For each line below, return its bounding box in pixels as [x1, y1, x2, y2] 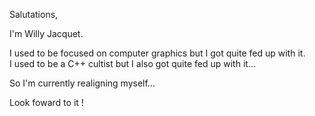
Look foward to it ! [9, 97, 84, 108]
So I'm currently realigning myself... [9, 77, 156, 89]
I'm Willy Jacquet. [9, 28, 84, 39]
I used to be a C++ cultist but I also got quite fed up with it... [9, 58, 256, 69]
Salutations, [9, 9, 59, 20]
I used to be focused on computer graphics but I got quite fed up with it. [9, 47, 306, 59]
